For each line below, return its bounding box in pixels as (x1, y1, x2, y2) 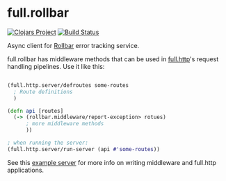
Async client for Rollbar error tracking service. (7, 41, 140, 49)
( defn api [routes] (7, 107, 64, 114)
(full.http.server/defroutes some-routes (7, 81, 129, 88)
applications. (7, 166, 44, 174)
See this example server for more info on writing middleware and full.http (7, 158, 217, 166)
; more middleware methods (25, 120, 104, 127)
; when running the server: (7, 139, 89, 147)
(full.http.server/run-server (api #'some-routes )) (7, 145, 160, 152)
